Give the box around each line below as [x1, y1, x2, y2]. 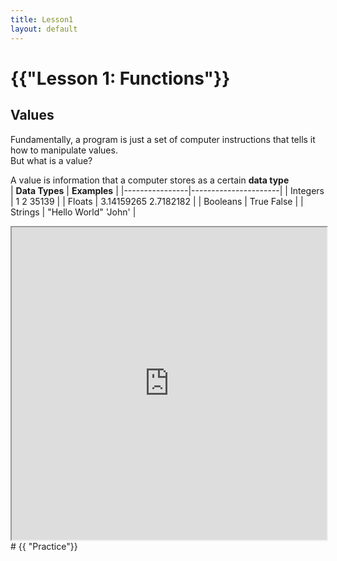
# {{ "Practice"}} [10, 540, 78, 552]
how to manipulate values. [10, 144, 118, 156]
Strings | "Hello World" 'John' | [10, 206, 137, 218]
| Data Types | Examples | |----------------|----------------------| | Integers [10, 184, 325, 196]
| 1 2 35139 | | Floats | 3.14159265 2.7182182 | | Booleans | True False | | [10, 195, 304, 207]
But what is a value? [10, 154, 93, 166]
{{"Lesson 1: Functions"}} [10, 67, 231, 90]
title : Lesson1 [10, 14, 74, 25]
